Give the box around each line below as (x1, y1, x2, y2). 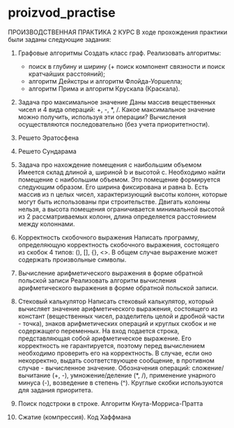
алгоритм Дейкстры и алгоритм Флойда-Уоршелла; (28, 77, 183, 85)
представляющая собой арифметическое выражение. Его (17, 334, 192, 342)
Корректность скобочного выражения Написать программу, (17, 233, 200, 241)
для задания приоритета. (17, 386, 93, 394)
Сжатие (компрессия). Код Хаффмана (17, 413, 132, 421)
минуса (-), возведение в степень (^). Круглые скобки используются (17, 378, 224, 387)
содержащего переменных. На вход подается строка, (17, 326, 180, 335)
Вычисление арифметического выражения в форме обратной (17, 269, 203, 277)
